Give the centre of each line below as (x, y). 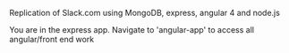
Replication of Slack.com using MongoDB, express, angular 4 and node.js (144, 13)
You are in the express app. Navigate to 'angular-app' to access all (132, 30)
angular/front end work (52, 39)
